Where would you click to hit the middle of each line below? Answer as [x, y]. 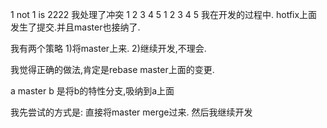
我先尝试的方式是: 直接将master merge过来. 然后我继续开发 [131, 112]
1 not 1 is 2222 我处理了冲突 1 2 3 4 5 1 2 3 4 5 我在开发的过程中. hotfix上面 [164, 14]
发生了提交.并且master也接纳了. [75, 27]
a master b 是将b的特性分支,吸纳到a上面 [92, 91]
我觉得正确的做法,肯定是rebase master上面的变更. [112, 69]
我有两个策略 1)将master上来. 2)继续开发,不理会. [108, 48]
